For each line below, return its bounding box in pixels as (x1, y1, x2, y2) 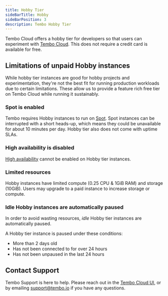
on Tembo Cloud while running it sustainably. (5, 91, 99, 97)
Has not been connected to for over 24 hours (12, 246, 108, 252)
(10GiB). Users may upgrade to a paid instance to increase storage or (5, 185, 150, 192)
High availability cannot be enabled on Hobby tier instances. (5, 156, 131, 162)
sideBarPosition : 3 (5, 17, 47, 22)
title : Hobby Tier (5, 7, 44, 13)
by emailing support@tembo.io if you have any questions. (5, 285, 126, 291)
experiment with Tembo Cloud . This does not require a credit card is (5, 41, 148, 47)
